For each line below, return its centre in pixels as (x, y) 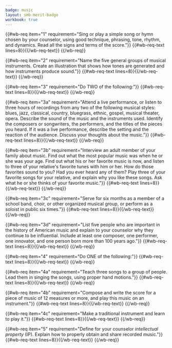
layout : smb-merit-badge (32, 15)
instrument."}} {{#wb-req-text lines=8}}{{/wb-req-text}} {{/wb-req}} (78, 304)
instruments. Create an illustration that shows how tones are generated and (85, 66)
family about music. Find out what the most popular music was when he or (84, 156)
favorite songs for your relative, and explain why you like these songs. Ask (84, 178)
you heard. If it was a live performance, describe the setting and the (77, 129)
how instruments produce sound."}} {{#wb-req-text (60, 71)
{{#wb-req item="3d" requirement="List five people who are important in (83, 225)
